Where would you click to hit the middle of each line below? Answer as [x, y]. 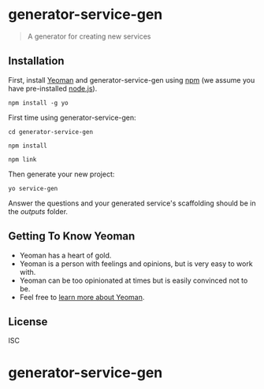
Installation [36, 61]
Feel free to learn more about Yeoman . [82, 297]
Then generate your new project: [61, 174]
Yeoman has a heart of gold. [65, 255]
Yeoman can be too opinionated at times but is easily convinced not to [134, 280]
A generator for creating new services [89, 36]
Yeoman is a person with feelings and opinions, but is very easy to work [136, 263]
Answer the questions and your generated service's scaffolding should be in [132, 203]
